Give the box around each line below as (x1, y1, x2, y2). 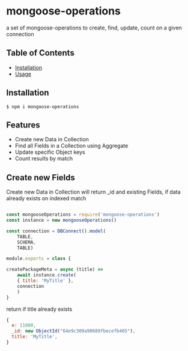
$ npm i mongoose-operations (6, 103, 79, 109)
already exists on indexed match (6, 195, 86, 202)
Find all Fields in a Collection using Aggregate (14, 142, 129, 150)
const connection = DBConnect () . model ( (6, 228, 106, 234)
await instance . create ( (17, 272, 77, 278)
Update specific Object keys (14, 148, 85, 156)
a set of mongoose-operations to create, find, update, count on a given (6, 24, 182, 31)
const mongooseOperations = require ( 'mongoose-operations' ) (6, 212, 160, 218)
